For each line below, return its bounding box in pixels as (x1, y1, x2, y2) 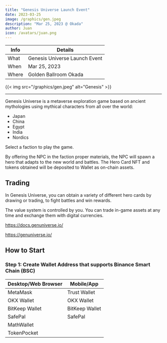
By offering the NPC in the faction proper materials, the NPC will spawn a (5, 154, 155, 160)
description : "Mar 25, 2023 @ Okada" (5, 21, 83, 26)
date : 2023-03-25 (5, 12, 41, 17)
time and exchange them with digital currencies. (5, 212, 104, 218)
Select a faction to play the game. (5, 144, 74, 150)
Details (56, 46, 74, 53)
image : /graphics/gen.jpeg (5, 16, 61, 21)
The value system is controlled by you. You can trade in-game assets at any (5, 207, 161, 213)
